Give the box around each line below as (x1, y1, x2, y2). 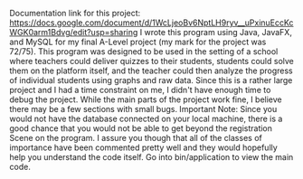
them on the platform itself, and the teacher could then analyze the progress (9, 65, 293, 76)
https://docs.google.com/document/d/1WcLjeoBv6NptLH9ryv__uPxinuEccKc (9, 17, 294, 28)
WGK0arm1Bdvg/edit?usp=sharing (9, 27, 138, 37)
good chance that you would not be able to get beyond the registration (9, 123, 273, 134)
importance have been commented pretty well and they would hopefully (9, 142, 278, 153)
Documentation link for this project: (9, 8, 141, 18)
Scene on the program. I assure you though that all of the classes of (9, 133, 262, 143)
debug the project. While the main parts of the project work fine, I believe (9, 94, 282, 105)
